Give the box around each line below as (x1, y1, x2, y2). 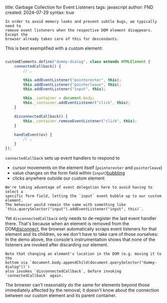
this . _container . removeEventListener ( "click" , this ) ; (23, 118, 137, 123)
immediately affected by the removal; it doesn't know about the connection (5, 287, 160, 293)
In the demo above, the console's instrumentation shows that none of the (5, 236, 156, 242)
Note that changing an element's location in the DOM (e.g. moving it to (5, 251, 162, 256)
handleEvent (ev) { (14, 132, 52, 137)
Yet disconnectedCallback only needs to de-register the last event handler (5, 215, 157, 221)
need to (5, 23, 21, 28)
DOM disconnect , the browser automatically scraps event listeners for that (5, 226, 157, 232)
